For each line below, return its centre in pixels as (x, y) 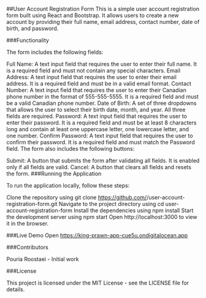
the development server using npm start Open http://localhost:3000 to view (102, 217)
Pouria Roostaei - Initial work (43, 259)
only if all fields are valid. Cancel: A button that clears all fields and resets (99, 167)
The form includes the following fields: (55, 52)
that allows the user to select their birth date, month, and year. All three (96, 109)
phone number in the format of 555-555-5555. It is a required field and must (103, 97)
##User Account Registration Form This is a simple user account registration (103, 9)
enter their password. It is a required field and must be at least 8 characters (101, 123)
